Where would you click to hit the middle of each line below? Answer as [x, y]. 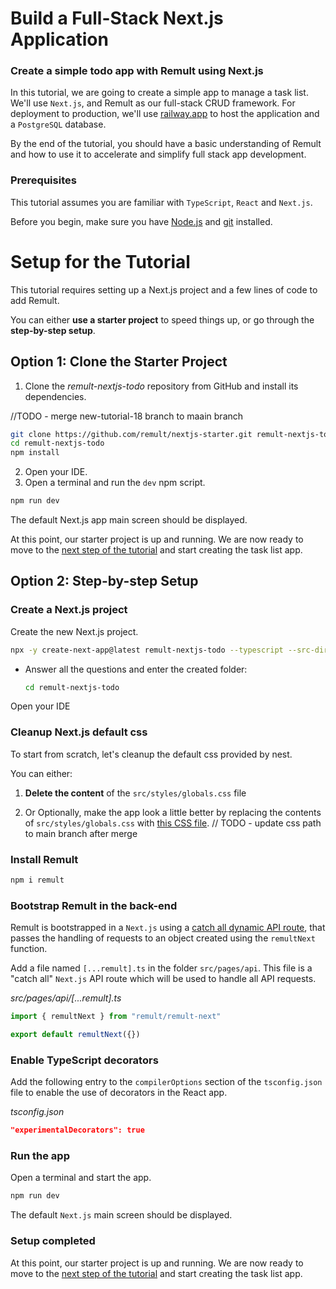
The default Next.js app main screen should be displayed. [129, 520]
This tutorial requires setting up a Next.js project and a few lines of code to [164, 289]
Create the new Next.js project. [74, 631]
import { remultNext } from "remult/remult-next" [116, 1017]
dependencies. [55, 396]
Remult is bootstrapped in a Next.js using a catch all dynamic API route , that [168, 928]
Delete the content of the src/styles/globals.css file [135, 793]
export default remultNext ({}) [75, 1035]
